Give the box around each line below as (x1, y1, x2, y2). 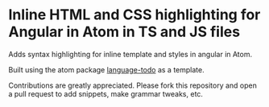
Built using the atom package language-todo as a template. (8, 64, 205, 74)
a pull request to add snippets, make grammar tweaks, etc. (8, 88, 204, 98)
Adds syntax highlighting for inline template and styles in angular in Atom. (8, 49, 252, 59)
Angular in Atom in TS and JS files (8, 23, 240, 41)
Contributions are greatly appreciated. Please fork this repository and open (8, 80, 258, 90)
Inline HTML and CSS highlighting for (8, 6, 261, 24)
